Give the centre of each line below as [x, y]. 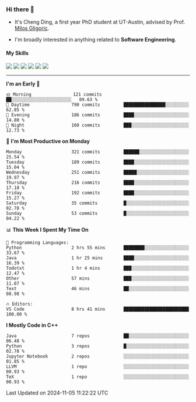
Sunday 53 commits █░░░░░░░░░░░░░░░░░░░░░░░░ [98, 213]
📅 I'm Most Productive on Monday [48, 141]
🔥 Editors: [20, 304]
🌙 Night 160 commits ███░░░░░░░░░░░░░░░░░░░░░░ [98, 125]
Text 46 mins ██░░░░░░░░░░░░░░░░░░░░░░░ [98, 288]
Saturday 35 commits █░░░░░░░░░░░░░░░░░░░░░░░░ [98, 203]
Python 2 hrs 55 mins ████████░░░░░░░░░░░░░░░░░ [98, 248]
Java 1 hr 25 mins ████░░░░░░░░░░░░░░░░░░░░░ [98, 258]
